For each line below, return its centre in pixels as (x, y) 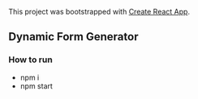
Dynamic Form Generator (73, 37)
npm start (36, 86)
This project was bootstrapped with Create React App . (99, 12)
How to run (30, 60)
